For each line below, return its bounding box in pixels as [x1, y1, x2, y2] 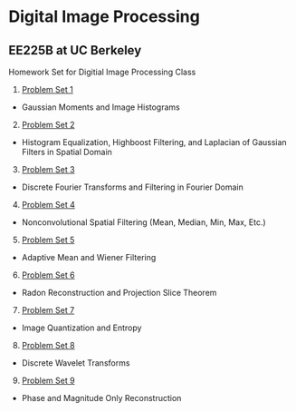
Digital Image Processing [8, 6, 200, 27]
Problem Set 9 [21, 375, 75, 386]
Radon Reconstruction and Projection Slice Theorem [21, 288, 217, 298]
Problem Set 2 [21, 120, 75, 130]
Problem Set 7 [21, 305, 75, 315]
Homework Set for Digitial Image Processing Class [8, 66, 196, 77]
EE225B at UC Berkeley [8, 43, 142, 58]
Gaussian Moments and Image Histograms [21, 102, 180, 113]
